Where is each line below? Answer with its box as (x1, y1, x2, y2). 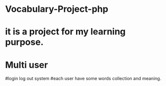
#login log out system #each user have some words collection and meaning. (5, 76, 162, 82)
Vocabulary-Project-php (5, 3, 108, 15)
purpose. (5, 37, 44, 48)
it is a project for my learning (5, 26, 126, 38)
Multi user (5, 59, 48, 70)
